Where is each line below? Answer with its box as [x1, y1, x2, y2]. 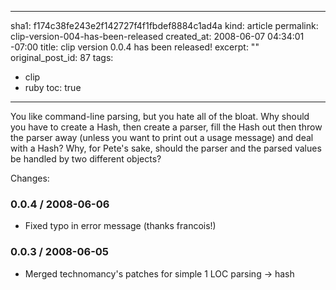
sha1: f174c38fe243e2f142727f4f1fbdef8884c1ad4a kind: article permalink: [10, 20, 319, 31]
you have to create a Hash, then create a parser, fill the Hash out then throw [10, 121, 323, 133]
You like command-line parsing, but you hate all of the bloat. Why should [10, 111, 310, 122]
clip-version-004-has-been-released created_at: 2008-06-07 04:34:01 [10, 31, 305, 42]
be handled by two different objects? [10, 153, 162, 165]
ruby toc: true [24, 82, 82, 93]
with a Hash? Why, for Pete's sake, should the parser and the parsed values [10, 142, 322, 154]
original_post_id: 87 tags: [10, 52, 114, 63]
